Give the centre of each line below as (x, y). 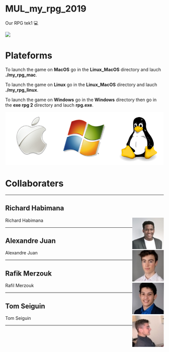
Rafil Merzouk (20, 286)
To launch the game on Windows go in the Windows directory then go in (81, 100)
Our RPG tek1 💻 (22, 23)
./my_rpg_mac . (21, 75)
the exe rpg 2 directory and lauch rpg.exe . (50, 105)
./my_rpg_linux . (22, 90)
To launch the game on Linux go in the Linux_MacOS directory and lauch (81, 84)
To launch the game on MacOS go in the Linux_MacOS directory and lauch (83, 69)
